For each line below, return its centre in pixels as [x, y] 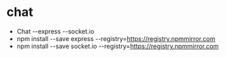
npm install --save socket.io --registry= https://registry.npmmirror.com [118, 46]
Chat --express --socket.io [56, 31]
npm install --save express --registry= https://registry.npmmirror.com [116, 38]
